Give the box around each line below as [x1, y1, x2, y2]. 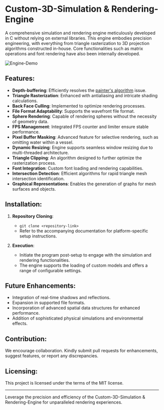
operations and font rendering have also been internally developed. [5, 50, 141, 57]
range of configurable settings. [19, 267, 82, 273]
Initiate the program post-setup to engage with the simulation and [19, 252, 152, 258]
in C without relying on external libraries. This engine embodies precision [5, 35, 152, 41]
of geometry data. [12, 118, 49, 124]
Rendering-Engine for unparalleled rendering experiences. [5, 399, 123, 405]
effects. [12, 321, 28, 326]
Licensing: [5, 367, 38, 375]
